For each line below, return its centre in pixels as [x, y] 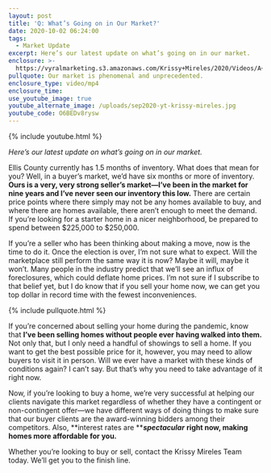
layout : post [30, 16]
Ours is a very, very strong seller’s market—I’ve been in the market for [128, 185]
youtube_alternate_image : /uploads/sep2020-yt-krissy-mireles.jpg [122, 106]
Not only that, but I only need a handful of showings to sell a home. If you [130, 343]
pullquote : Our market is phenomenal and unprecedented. [106, 76]
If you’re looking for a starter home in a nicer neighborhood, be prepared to [133, 219]
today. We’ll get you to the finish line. [69, 460]
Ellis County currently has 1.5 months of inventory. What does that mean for [134, 167]
